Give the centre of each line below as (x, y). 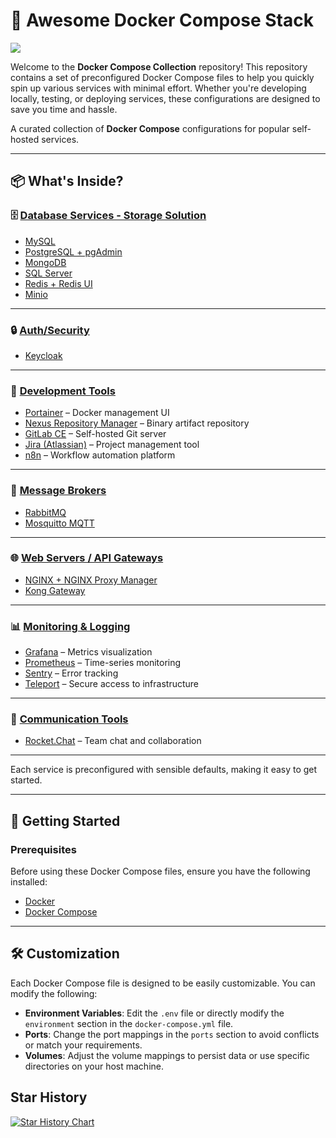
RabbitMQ (45, 512)
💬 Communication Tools (69, 719)
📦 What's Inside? (67, 181)
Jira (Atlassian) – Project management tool (112, 445)
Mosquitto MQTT (59, 523)
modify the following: (54, 993)
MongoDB (45, 262)
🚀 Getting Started (65, 820)
